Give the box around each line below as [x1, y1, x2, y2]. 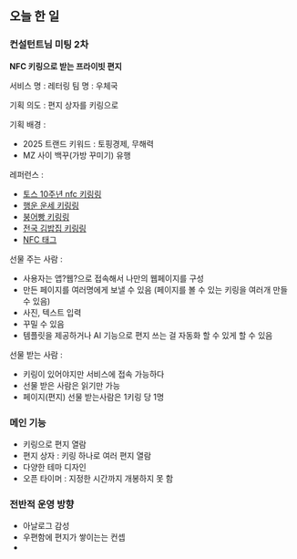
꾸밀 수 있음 [22, 318, 66, 329]
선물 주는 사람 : [9, 254, 64, 264]
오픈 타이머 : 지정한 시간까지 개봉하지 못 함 [22, 472, 174, 483]
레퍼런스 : [9, 169, 44, 180]
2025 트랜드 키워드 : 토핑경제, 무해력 [22, 138, 155, 149]
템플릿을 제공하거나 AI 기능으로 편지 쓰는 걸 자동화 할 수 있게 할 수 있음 [22, 329, 273, 340]
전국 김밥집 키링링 [22, 223, 87, 233]
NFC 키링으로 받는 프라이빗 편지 [9, 60, 123, 71]
